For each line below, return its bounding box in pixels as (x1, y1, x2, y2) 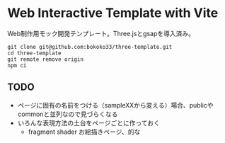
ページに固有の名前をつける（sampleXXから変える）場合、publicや (17, 101, 214, 109)
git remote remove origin (7, 55, 83, 63)
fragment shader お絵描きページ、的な (28, 127, 141, 136)
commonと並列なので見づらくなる (17, 110, 118, 118)
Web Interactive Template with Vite (7, 5, 219, 21)
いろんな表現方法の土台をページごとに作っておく (17, 118, 161, 127)
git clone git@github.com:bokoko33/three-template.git (7, 43, 173, 50)
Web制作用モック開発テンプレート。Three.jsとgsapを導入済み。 (7, 29, 195, 38)
